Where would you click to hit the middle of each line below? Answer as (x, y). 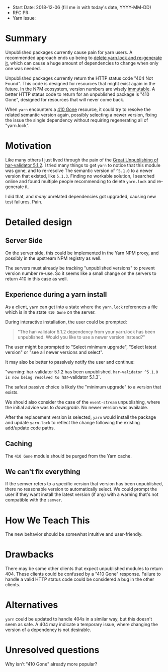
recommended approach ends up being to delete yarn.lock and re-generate (84, 58)
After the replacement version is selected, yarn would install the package (81, 417)
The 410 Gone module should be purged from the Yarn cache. (69, 456)
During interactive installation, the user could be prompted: (66, 322)
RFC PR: (21, 13)
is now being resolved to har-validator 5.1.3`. (53, 377)
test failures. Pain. (24, 202)
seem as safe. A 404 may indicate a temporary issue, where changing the (82, 625)
